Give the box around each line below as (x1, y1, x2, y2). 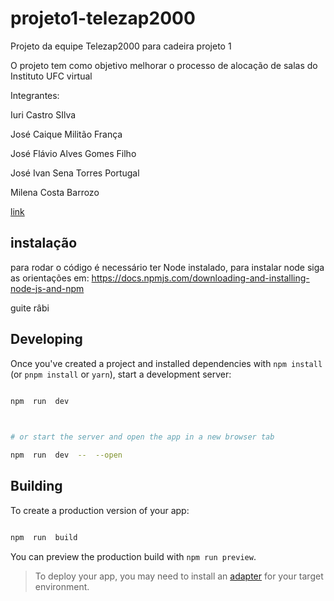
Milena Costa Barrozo (10, 186, 100, 198)
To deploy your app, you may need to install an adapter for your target (34, 570, 324, 582)
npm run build (10, 532, 78, 542)
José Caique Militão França (10, 128, 123, 140)
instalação (10, 235, 78, 252)
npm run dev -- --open (10, 450, 123, 461)
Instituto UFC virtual (10, 70, 93, 82)
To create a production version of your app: (10, 504, 190, 516)
